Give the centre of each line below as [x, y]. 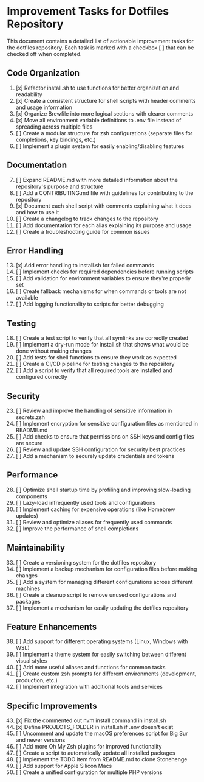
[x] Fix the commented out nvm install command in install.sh [91, 720]
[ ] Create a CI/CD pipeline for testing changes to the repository [95, 364]
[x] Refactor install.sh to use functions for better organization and [97, 88]
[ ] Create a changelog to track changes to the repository [87, 219]
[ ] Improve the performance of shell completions [77, 529]
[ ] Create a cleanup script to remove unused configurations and [96, 594]
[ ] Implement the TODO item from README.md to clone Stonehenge [101, 759]
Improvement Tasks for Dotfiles [88, 11]
